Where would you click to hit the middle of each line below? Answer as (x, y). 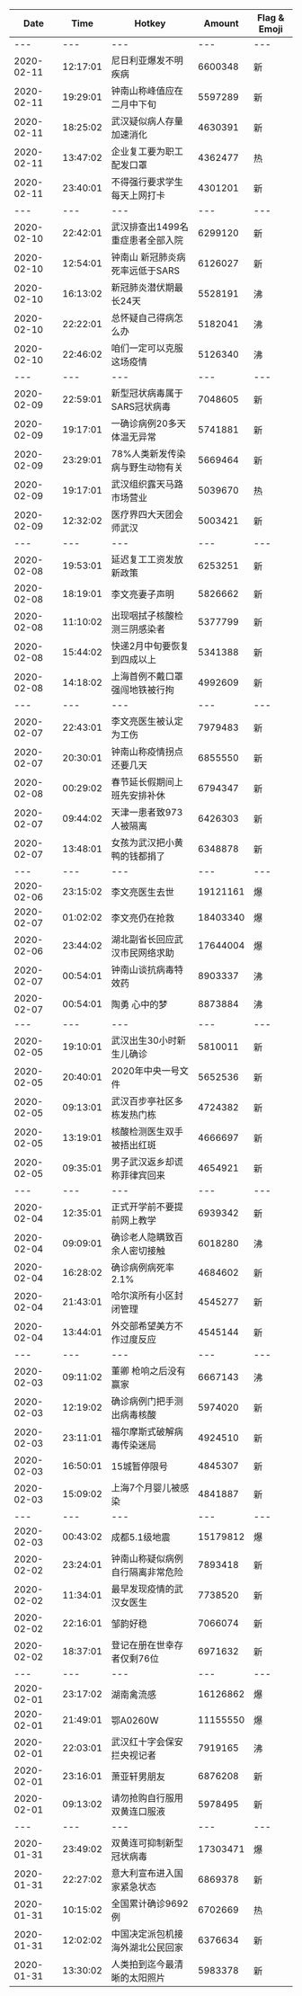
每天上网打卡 (138, 195)
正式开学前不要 (143, 1207)
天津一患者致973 (147, 812)
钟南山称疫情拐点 (147, 752)
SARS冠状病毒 (141, 406)
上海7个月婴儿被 (146, 1488)
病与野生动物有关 (147, 467)
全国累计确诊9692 (150, 1903)
